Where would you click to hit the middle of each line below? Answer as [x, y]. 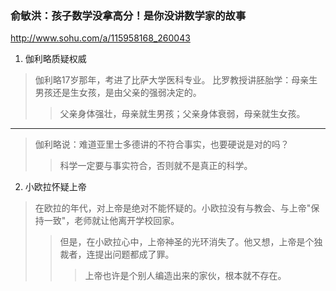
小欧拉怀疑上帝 [55, 187]
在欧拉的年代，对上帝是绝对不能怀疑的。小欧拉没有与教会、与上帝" [173, 208]
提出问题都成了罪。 [134, 254]
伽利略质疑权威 [55, 59]
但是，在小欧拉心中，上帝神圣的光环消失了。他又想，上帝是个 [187, 242]
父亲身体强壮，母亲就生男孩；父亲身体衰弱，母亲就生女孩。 [182, 114]
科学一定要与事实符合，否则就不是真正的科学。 [156, 166]
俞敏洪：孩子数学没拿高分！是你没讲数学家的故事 [128, 15]
